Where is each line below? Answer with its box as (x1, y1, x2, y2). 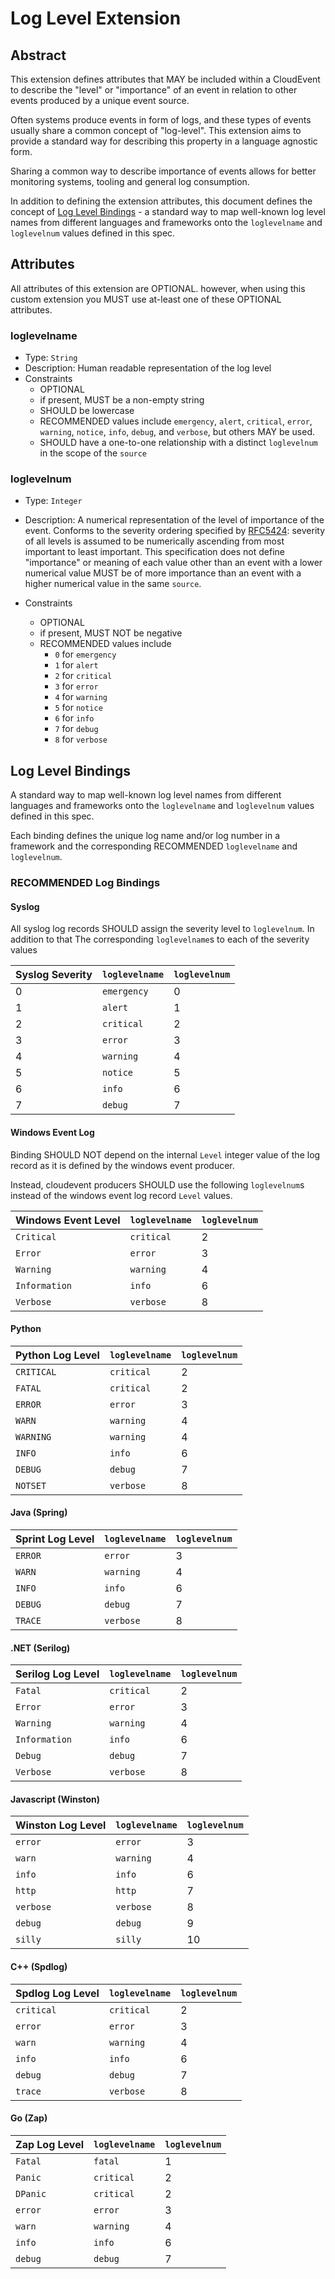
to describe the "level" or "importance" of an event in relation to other (10, 84, 298, 96)
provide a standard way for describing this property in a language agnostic (10, 135, 318, 147)
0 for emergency (54, 648, 117, 661)
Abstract (10, 47, 67, 64)
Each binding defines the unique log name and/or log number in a (10, 830, 281, 842)
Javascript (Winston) (10, 1793, 101, 1805)
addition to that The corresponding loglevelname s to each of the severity (10, 933, 310, 946)
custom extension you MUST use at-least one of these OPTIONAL (10, 293, 282, 305)
